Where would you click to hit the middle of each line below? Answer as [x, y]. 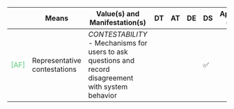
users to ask [108, 52]
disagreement [111, 78]
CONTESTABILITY [118, 34]
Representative [56, 60]
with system [108, 87]
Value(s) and [118, 14]
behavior [102, 95]
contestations [54, 69]
